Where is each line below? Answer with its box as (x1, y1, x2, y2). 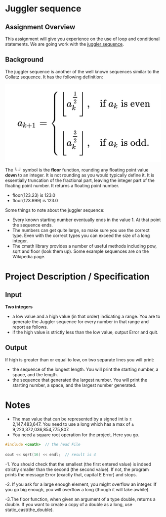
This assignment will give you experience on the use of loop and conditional (5, 36, 160, 42)
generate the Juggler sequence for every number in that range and (12, 318, 149, 325)
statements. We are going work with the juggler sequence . (5, 41, 124, 47)
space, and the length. (12, 371, 58, 377)
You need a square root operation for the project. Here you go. (12, 432, 140, 438)
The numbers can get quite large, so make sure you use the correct (12, 227, 150, 233)
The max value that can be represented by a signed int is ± (12, 416, 132, 422)
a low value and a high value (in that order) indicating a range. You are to (12, 313, 161, 319)
